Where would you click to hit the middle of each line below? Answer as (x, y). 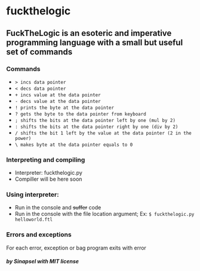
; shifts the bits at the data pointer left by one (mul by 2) (95, 120)
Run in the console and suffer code (58, 208)
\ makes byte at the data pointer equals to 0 (74, 145)
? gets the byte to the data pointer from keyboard (80, 114)
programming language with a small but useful (95, 42)
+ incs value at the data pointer (58, 95)
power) (23, 138)
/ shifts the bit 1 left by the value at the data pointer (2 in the (103, 133)
